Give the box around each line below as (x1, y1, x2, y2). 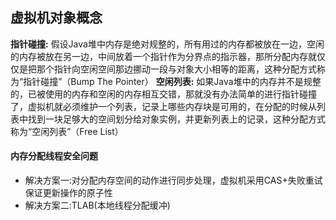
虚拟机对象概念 (10, 9, 103, 27)
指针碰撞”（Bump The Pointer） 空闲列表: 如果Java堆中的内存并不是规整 (23, 75, 322, 87)
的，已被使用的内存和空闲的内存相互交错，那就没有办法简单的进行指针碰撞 (10, 88, 317, 100)
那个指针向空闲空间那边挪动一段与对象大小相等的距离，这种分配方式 (36, 63, 317, 75)
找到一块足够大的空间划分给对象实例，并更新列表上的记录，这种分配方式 (27, 113, 326, 125)
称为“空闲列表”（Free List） (10, 125, 124, 137)
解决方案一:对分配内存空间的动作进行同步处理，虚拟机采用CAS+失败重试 (24, 174, 323, 187)
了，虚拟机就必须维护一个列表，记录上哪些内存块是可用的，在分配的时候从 (10, 100, 317, 112)
